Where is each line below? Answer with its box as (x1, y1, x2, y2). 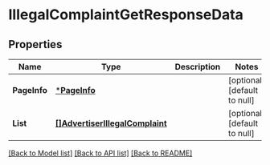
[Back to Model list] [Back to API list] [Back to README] (8, 148, 193, 158)
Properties (8, 38, 63, 51)
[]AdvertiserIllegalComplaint (55, 118, 167, 129)
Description (174, 62, 221, 72)
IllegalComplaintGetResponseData (8, 6, 243, 24)
